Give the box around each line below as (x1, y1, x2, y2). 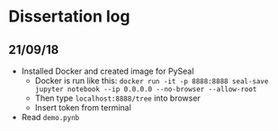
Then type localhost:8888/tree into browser (34, 92, 202, 103)
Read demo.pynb (21, 112, 80, 122)
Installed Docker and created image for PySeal (21, 65, 194, 76)
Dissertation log (8, 6, 130, 27)
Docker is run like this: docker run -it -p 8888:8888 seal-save (34, 75, 269, 86)
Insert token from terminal (34, 102, 131, 113)
